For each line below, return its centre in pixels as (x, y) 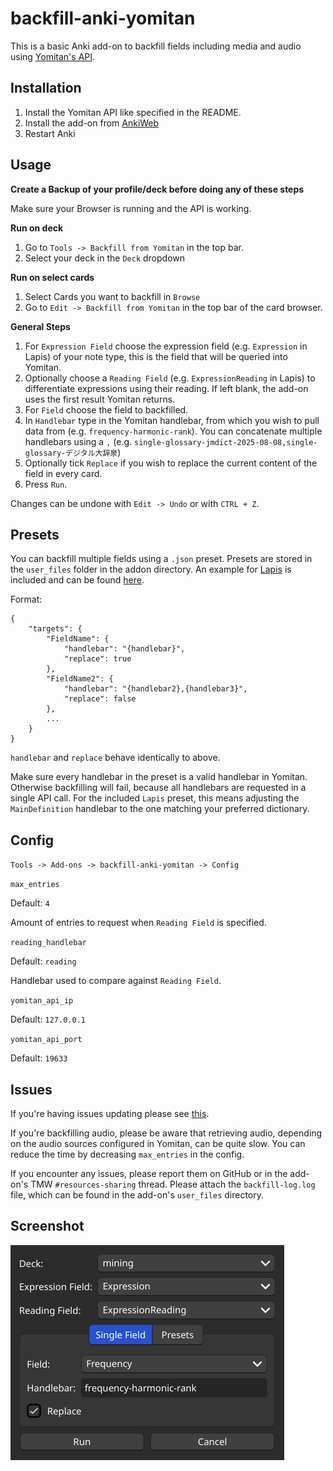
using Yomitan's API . (53, 56)
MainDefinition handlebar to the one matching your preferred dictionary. (160, 809)
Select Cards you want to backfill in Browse (112, 296)
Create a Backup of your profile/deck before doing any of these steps (157, 189)
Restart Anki (50, 133)
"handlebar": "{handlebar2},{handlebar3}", (155, 689)
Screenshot (47, 1226)
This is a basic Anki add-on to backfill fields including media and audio (156, 46)
